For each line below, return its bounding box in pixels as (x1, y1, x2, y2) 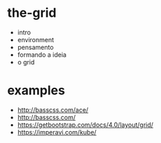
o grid (17, 57, 35, 66)
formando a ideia (17, 50, 66, 59)
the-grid (7, 5, 57, 21)
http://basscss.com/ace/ (17, 105, 89, 114)
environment (17, 35, 55, 43)
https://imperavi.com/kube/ (17, 128, 97, 136)
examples (7, 83, 65, 99)
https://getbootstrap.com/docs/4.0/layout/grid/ (17, 121, 154, 129)
